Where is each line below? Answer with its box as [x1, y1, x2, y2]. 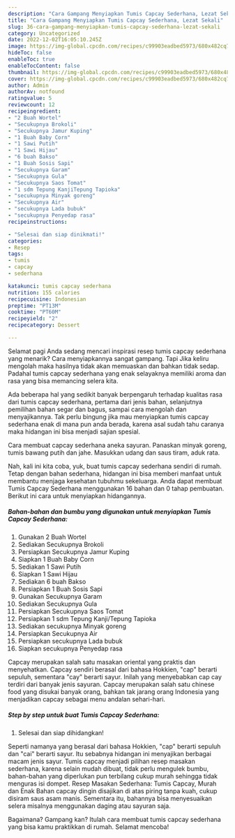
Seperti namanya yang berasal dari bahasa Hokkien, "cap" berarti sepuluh [8, 742, 221, 751]
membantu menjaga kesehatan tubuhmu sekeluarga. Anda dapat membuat [8, 476, 222, 485]
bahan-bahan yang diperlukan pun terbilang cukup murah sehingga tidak [8, 772, 218, 780]
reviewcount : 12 [8, 101, 55, 108]
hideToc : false [8, 50, 52, 57]
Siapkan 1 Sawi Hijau [17, 569, 77, 578]
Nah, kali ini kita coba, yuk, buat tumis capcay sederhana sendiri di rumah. [8, 462, 222, 470]
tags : [8, 250, 24, 257]
